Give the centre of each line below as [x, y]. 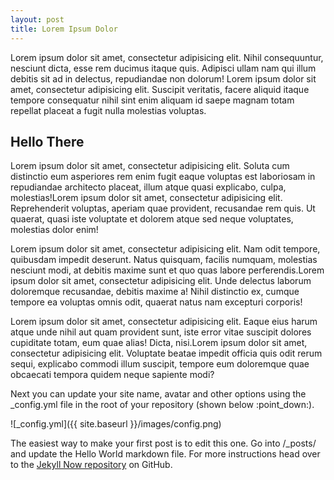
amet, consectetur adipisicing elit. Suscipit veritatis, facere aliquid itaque [160, 89]
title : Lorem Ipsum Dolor [64, 29]
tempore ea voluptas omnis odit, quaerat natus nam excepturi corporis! [156, 302]
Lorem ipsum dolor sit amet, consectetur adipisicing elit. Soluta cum [150, 166]
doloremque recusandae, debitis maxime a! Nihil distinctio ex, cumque [155, 292]
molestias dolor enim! [54, 230]
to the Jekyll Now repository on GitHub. [91, 465]
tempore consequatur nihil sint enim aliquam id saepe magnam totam [152, 100]
